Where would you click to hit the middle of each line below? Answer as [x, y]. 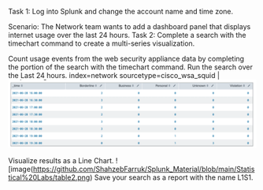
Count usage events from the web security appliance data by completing [126, 59]
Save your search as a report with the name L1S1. [174, 177]
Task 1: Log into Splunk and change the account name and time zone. [121, 11]
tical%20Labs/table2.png [49, 177]
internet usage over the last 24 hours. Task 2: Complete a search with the [127, 35]
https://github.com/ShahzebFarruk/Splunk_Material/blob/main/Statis [144, 170]
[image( [21, 170]
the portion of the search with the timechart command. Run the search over [131, 67]
